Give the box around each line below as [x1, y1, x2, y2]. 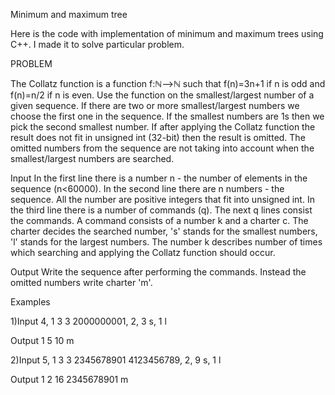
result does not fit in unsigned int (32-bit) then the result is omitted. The [10, 132, 306, 143]
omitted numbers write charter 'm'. [10, 277, 153, 288]
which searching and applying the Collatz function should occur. [10, 247, 276, 258]
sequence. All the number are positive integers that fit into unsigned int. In [10, 194, 315, 205]
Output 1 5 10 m [10, 335, 75, 346]
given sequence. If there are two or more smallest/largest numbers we [10, 100, 300, 111]
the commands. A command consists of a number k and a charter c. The [10, 215, 309, 226]
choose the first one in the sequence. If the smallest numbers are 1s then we [10, 110, 325, 122]
